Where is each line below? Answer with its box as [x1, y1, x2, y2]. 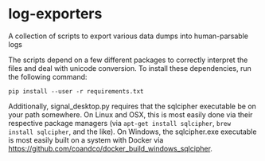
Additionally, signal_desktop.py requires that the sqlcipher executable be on [8, 101, 257, 111]
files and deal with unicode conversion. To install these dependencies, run [8, 63, 252, 73]
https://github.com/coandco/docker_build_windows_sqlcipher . [8, 143, 213, 153]
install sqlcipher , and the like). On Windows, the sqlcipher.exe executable [8, 127, 257, 136]
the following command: [8, 72, 88, 81]
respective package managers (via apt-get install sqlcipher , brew [8, 118, 232, 128]
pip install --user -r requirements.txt [8, 87, 145, 96]
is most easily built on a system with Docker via [8, 135, 164, 144]
